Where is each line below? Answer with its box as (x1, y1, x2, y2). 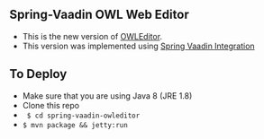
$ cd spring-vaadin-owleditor (26, 111, 141, 120)
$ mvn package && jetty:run (22, 120, 128, 129)
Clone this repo (22, 100, 79, 110)
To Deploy (9, 66, 68, 82)
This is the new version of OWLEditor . (22, 30, 163, 41)
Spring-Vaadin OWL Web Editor (9, 7, 189, 22)
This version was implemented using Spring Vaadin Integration (22, 40, 255, 51)
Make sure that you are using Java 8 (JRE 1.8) (22, 90, 193, 101)
